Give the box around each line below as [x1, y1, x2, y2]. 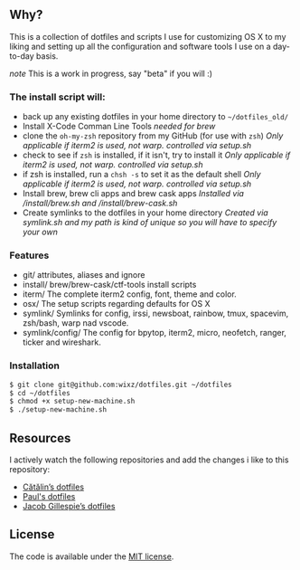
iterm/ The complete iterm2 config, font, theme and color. [22, 289, 237, 299]
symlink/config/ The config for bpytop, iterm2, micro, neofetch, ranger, [22, 328, 287, 338]
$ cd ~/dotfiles [9, 388, 70, 397]
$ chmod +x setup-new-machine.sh [9, 397, 136, 406]
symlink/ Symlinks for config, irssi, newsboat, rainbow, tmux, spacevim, [22, 308, 289, 319]
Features [9, 249, 50, 261]
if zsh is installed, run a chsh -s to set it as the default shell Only [22, 169, 261, 180]
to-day [9, 50, 34, 62]
